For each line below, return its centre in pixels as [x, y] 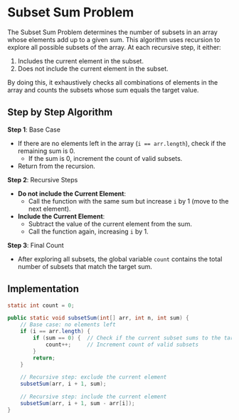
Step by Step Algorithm [60, 112]
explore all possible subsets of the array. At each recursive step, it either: [115, 47]
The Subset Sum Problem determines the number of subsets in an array [113, 32]
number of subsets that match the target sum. [85, 266]
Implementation [43, 289]
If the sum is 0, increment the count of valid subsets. [105, 158]
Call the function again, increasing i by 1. [88, 231]
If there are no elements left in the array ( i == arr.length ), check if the [122, 143]
